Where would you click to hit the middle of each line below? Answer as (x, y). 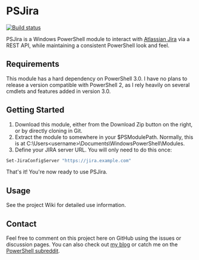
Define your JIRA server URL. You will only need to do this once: (93, 150)
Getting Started (35, 110)
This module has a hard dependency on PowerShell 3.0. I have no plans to (97, 78)
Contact (21, 224)
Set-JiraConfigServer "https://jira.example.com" (69, 160)
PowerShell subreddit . (33, 251)
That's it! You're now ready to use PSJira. (57, 172)
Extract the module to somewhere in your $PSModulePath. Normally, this (104, 137)
